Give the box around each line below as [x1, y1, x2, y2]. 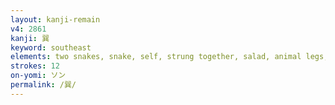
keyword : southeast [10, 42, 92, 53]
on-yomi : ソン [10, 71, 67, 81]
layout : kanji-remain [10, 14, 101, 25]
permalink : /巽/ [10, 80, 77, 90]
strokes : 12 [10, 61, 60, 71]
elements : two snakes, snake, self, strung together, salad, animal [10, 52, 302, 62]
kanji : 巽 [10, 33, 50, 43]
